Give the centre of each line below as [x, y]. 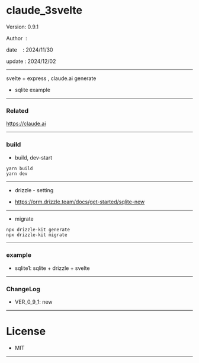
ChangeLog [23, 289]
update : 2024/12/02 [31, 61]
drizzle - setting [34, 190]
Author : [17, 38]
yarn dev [17, 173]
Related [17, 110]
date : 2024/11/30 [30, 50]
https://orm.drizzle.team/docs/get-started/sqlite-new [80, 202]
